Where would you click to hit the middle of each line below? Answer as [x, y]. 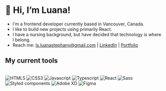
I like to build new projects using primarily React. [62, 29]
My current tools [32, 61]
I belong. [21, 40]
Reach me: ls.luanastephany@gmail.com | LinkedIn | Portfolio [75, 45]
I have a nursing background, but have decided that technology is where [87, 34]
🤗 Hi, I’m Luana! [38, 10]
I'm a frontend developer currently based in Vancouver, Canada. [78, 24]
